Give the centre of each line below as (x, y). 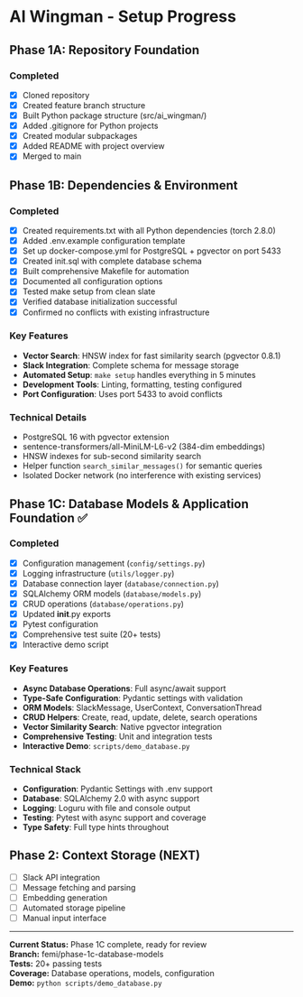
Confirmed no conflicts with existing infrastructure (116, 312)
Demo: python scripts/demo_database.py (86, 983)
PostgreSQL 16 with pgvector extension (96, 437)
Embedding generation (65, 897)
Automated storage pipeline (74, 908)
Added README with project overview (93, 146)
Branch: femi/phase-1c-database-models (87, 955)
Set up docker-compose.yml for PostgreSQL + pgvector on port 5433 (151, 251)
